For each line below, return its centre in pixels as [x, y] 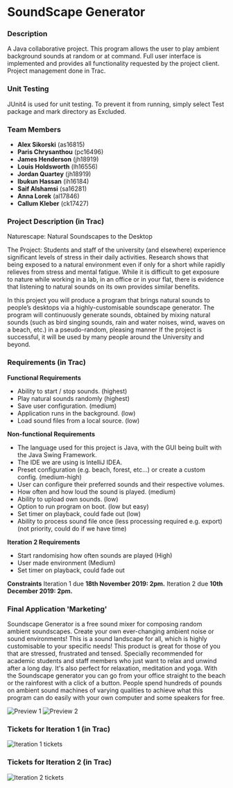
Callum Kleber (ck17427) [53, 204]
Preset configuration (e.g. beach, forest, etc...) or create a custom [111, 470]
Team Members [34, 129]
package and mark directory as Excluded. [67, 111]
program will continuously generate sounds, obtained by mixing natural [109, 315]
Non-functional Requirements [51, 434]
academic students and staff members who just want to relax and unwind [112, 660]
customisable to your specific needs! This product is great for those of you [114, 646]
